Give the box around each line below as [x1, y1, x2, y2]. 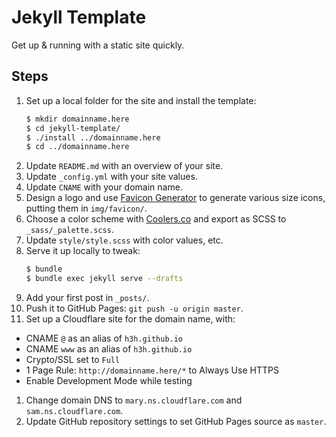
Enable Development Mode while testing [25, 375, 193, 386]
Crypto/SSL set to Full [25, 354, 121, 365]
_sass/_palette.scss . [25, 224, 114, 236]
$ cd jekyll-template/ [25, 123, 121, 133]
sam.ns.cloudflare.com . [25, 405, 124, 416]
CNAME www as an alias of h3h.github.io [25, 343, 193, 355]
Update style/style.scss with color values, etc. [25, 234, 224, 246]
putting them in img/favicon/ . [25, 202, 148, 215]
